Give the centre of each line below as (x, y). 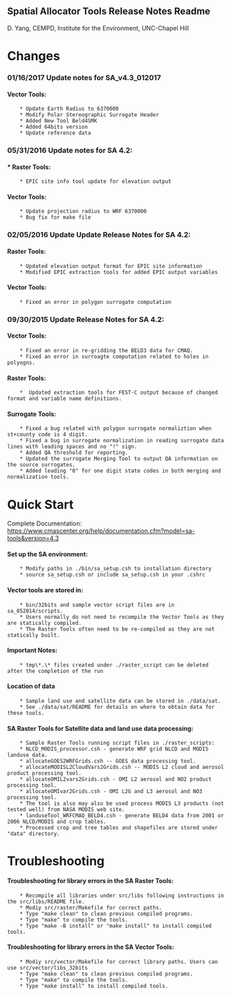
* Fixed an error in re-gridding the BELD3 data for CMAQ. (107, 350)
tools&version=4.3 (33, 538)
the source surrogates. (41, 465)
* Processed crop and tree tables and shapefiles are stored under (119, 828)
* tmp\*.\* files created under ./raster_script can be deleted (114, 665)
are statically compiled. (44, 623)
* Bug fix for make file (55, 217)
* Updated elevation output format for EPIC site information (111, 266)
